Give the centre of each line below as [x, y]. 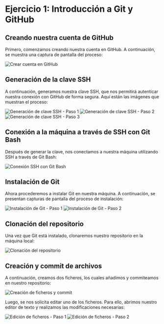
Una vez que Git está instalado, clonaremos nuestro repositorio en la [74, 236]
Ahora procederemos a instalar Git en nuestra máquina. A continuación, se [80, 194]
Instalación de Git [32, 182]
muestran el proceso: [26, 102]
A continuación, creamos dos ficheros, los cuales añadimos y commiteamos [82, 278]
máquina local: [20, 241]
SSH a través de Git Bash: [31, 157]
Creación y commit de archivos [53, 266]
